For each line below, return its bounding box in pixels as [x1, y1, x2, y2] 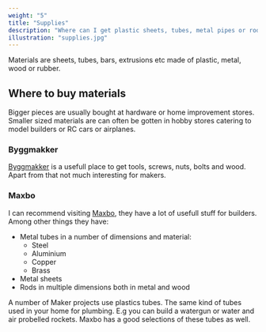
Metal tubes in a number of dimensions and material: [19, 232, 192, 241]
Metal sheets [19, 274, 63, 283]
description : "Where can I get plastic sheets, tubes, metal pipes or [8, 26, 246, 34]
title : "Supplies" [8, 19, 69, 27]
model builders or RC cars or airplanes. [8, 124, 136, 134]
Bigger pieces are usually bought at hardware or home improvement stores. [8, 108, 255, 117]
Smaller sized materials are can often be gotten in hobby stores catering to [8, 116, 252, 126]
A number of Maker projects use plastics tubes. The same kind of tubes [8, 297, 242, 307]
